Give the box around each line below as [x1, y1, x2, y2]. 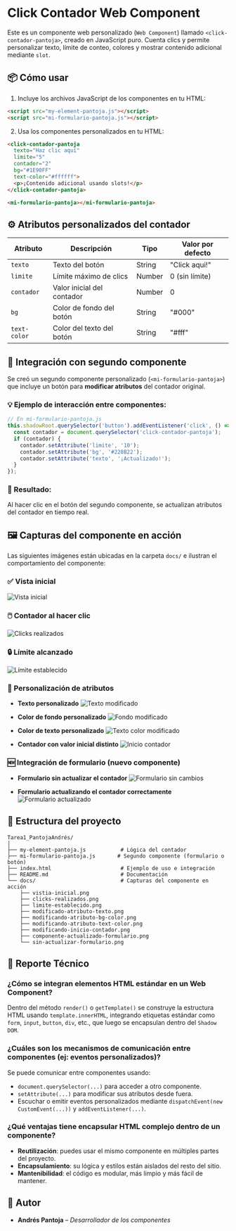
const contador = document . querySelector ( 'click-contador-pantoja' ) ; [13, 429, 221, 436]
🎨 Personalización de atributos [7, 684, 114, 694]
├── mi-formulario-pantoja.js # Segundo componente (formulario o [7, 853, 225, 860]
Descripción [70, 244, 112, 254]
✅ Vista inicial [7, 577, 56, 587]
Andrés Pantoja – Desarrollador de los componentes [17, 1216, 171, 1224]
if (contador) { [13, 435, 61, 442]
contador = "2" [13, 160, 52, 167]
